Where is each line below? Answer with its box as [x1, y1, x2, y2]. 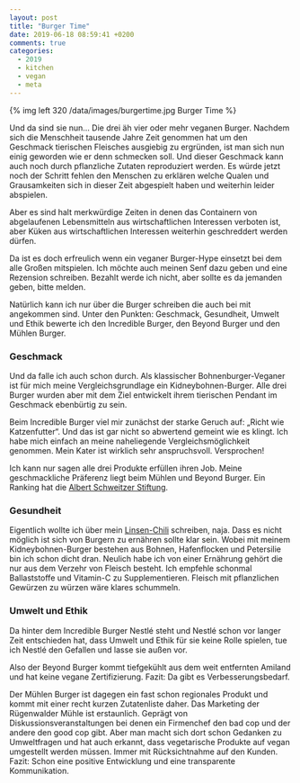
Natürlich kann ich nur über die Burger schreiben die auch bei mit [9, 299, 251, 310]
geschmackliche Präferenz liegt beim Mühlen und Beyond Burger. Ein [9, 472, 266, 482]
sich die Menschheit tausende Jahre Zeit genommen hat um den [9, 131, 249, 142]
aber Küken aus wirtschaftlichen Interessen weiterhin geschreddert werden [9, 226, 288, 237]
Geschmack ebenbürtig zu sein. [9, 399, 128, 409]
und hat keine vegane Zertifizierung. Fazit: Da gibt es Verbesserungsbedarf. [9, 671, 290, 682]
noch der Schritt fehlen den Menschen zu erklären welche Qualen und [9, 170, 269, 181]
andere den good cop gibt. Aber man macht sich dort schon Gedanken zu [9, 726, 282, 738]
